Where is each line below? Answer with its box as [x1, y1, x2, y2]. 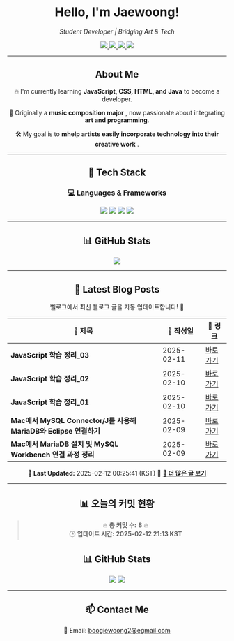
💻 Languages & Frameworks [67, 188, 167, 198]
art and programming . [84, 116, 150, 124]
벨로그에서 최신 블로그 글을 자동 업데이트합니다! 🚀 [49, 303, 185, 311]
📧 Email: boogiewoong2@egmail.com [63, 626, 171, 634]
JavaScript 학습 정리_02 [10, 374, 89, 384]
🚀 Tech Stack [88, 167, 146, 179]
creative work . [95, 140, 139, 148]
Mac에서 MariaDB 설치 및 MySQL [10, 439, 119, 449]
